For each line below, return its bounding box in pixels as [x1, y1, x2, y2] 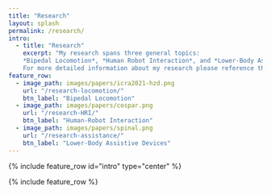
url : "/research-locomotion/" [23, 86, 125, 95]
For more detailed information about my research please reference [23, 64, 254, 72]
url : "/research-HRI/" [23, 109, 99, 118]
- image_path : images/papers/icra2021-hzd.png [15, 79, 175, 87]
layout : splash [8, 19, 60, 27]
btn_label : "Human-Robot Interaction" [23, 117, 153, 125]
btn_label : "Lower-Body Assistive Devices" [23, 138, 172, 147]
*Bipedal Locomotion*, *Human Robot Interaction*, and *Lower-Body [23, 57, 254, 65]
